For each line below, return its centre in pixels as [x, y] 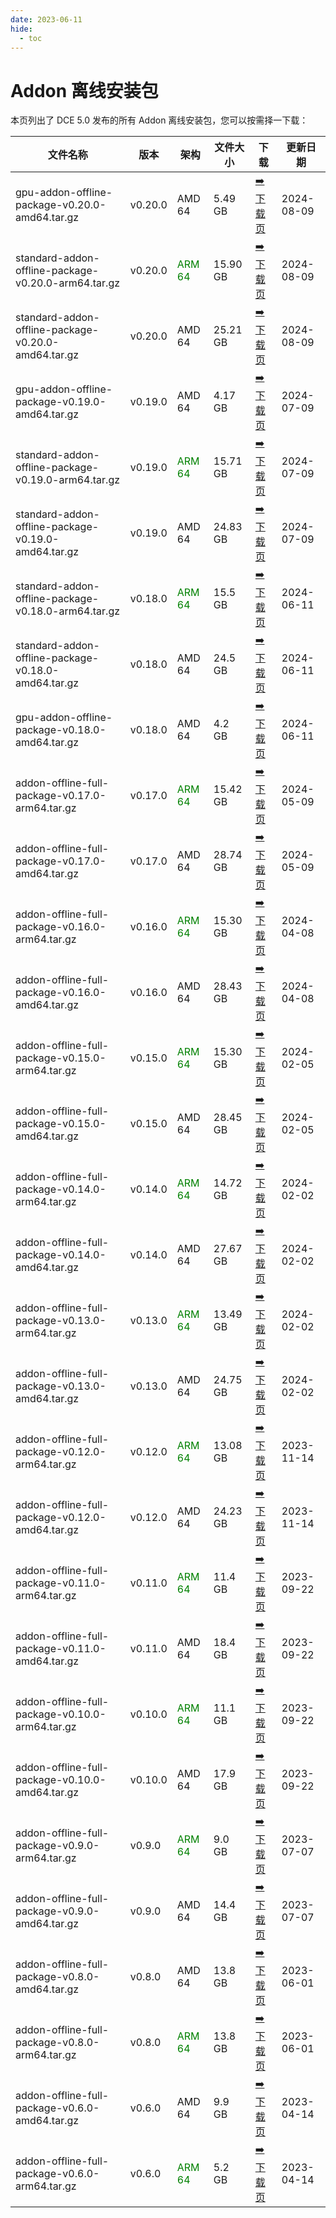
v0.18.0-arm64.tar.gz [68, 611]
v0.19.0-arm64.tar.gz [68, 479]
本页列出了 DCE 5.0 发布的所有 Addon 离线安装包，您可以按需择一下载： [159, 120]
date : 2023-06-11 [46, 19]
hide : [21, 29]
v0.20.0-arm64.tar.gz [68, 283]
